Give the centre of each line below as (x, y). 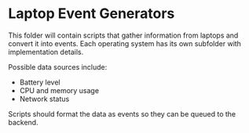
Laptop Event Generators (92, 14)
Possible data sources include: (58, 66)
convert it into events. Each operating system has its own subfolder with (125, 43)
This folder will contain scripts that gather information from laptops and (123, 35)
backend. (23, 122)
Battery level (40, 82)
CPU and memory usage (59, 90)
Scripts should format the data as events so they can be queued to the (122, 113)
